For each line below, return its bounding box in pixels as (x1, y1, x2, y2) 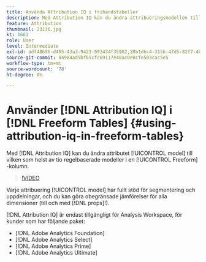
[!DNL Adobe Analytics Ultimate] (15, 249, 98, 256)
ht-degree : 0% (6, 72, 43, 78)
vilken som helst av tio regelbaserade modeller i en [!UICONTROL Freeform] (6, 156, 198, 163)
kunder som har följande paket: (6, 218, 85, 225)
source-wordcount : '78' (6, 65, 67, 72)
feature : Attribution (6, 20, 62, 26)
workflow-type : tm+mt (6, 60, 62, 66)
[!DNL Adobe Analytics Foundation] (15, 230, 105, 237)
